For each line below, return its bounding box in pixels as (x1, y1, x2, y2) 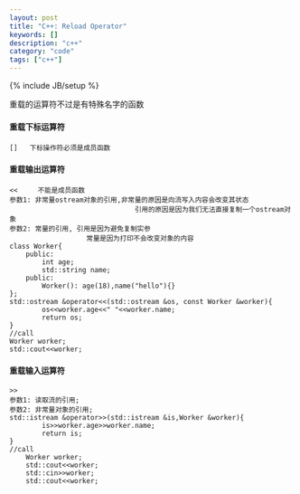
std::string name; (42, 266, 111, 275)
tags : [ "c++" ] (9, 55, 63, 64)
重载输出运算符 (9, 164, 65, 175)
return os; (42, 313, 83, 322)
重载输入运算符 (9, 366, 65, 375)
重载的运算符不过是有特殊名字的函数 (9, 99, 145, 109)
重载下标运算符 (9, 121, 65, 132)
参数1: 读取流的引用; (9, 395, 80, 404)
